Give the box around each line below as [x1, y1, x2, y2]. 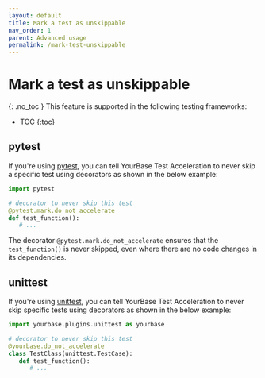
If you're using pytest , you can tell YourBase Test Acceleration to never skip [8, 160, 256, 171]
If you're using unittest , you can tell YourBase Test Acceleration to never [8, 297, 244, 307]
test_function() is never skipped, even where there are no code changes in [8, 244, 258, 254]
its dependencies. [8, 253, 67, 262]
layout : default [8, 11, 62, 20]
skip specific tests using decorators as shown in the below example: [8, 305, 232, 314]
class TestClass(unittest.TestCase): [8, 349, 133, 357]
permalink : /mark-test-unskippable [8, 41, 126, 49]
